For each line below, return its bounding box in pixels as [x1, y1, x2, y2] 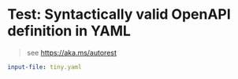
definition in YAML [7, 22, 132, 40]
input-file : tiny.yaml [7, 63, 82, 71]
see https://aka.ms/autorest [26, 48, 117, 57]
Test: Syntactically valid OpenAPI [7, 5, 232, 23]
